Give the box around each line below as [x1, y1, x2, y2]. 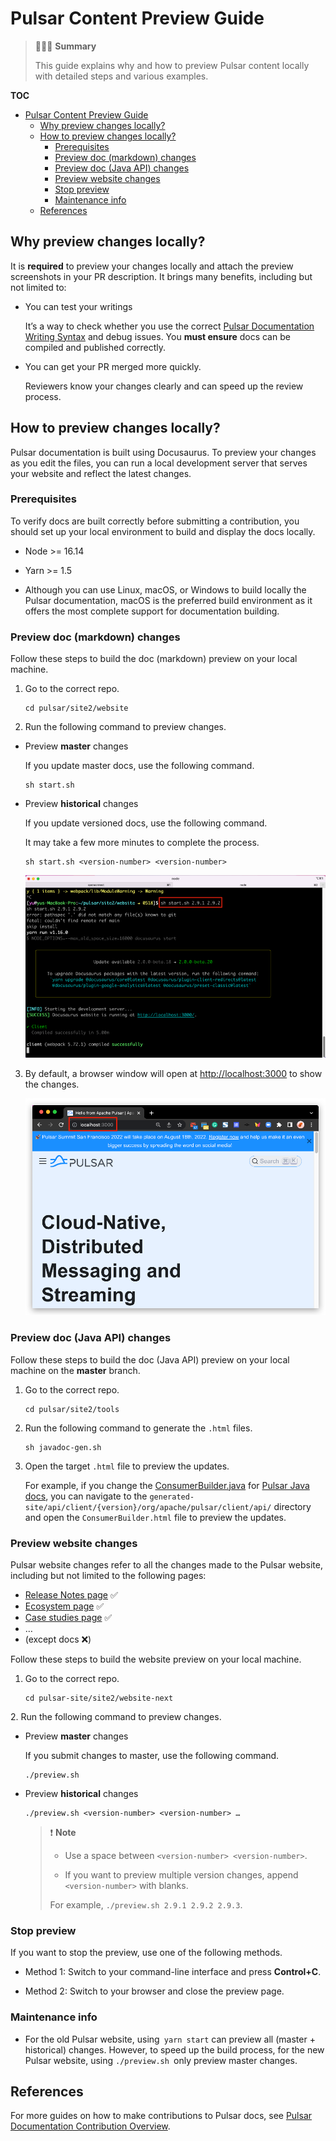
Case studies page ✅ [24, 1611, 113, 1623]
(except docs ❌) [24, 1633, 92, 1645]
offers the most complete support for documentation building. [24, 605, 280, 617]
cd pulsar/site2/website [24, 703, 129, 714]
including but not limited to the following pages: [10, 1569, 207, 1581]
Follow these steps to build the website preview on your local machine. [10, 1653, 302, 1665]
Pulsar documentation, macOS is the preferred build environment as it [24, 594, 313, 606]
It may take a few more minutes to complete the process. [24, 837, 260, 849]
